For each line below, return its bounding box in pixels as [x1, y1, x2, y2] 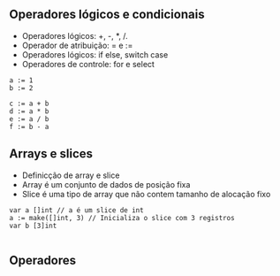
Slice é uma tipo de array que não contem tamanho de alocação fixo [21, 188, 271, 199]
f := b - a [9, 122, 49, 131]
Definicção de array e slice [21, 170, 120, 180]
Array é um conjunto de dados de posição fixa [21, 179, 191, 189]
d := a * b [9, 106, 49, 116]
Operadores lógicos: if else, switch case [21, 49, 169, 60]
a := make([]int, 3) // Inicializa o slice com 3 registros [9, 213, 236, 222]
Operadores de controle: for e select [21, 58, 155, 69]
